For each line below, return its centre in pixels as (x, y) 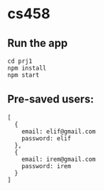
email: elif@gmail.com (59, 132)
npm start (24, 75)
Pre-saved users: (51, 99)
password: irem (46, 166)
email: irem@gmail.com (59, 159)
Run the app (37, 43)
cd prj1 (20, 61)
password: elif (46, 138)
